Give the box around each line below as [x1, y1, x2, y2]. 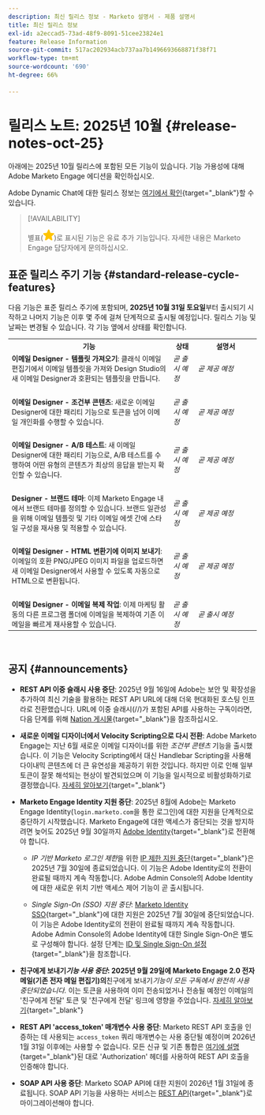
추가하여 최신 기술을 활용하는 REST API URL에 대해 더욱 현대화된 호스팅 [19, 694, 241, 704]
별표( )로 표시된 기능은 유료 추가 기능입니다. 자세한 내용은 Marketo [27, 233, 241, 242]
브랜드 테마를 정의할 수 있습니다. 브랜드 [26, 503, 146, 512]
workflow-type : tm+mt [8, 54, 80, 62]
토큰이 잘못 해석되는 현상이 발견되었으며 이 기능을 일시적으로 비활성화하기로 [19, 770, 252, 779]
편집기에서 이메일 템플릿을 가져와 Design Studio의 [11, 364, 166, 374]
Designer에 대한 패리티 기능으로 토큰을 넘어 [11, 407, 146, 416]
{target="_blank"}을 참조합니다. [31, 948, 132, 959]
